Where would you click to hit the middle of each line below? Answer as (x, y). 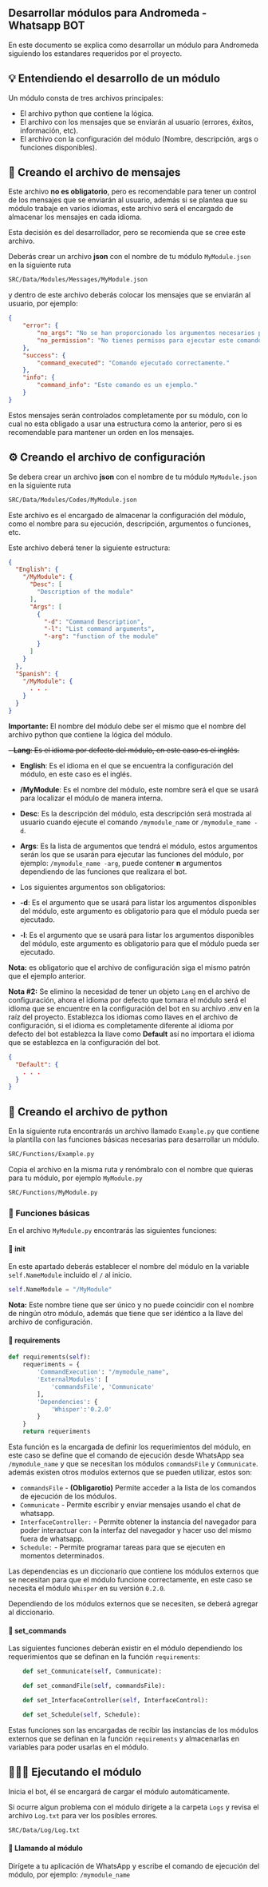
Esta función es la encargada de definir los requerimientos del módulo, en (130, 1447)
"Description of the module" (85, 592)
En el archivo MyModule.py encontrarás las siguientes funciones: (112, 1231)
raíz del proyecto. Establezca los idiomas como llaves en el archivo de (123, 1017)
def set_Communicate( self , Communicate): (92, 1672)
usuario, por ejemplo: (43, 304)
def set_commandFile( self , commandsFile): (94, 1686)
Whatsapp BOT (47, 26)
